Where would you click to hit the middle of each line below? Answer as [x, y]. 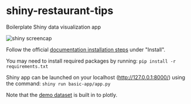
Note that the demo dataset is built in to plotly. [62, 95]
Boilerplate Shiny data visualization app [54, 27]
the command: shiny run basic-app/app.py [58, 84]
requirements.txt [27, 66]
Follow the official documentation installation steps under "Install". [86, 49]
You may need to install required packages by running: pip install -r [91, 61]
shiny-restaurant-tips [60, 11]
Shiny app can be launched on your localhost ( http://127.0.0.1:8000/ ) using [96, 77]
